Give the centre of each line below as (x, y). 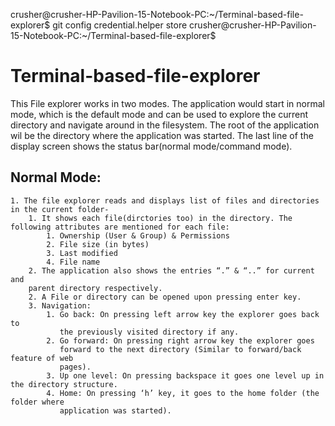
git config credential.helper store (120, 25)
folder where (37, 402)
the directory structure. (64, 384)
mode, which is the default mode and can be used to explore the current (159, 114)
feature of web (42, 358)
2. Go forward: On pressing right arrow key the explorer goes (180, 340)
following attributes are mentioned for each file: (120, 227)
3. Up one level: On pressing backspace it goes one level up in (185, 375)
